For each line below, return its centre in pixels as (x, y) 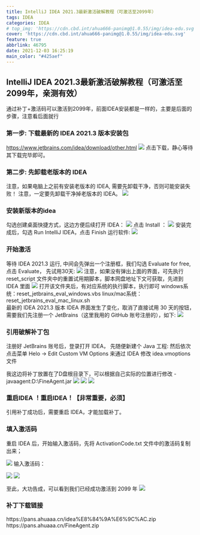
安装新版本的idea (31, 210)
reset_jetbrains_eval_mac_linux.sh (48, 300)
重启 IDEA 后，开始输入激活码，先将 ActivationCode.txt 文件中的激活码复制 (99, 443)
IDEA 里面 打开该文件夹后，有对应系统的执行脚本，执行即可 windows (95, 286)
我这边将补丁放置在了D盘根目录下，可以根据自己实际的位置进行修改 (90, 374)
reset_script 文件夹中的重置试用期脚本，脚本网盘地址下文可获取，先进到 (95, 279)
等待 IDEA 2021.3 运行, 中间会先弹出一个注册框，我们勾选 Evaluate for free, (99, 264)
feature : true (24, 40)
